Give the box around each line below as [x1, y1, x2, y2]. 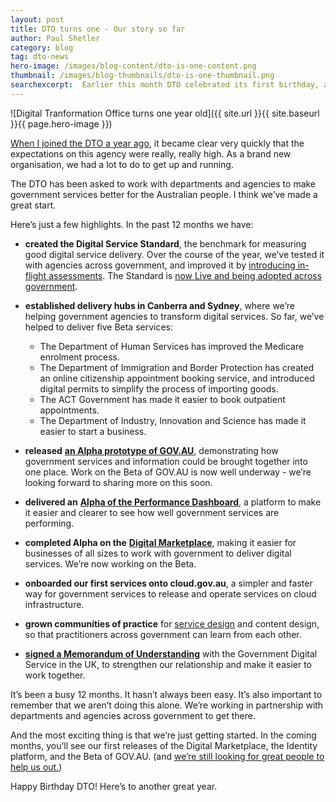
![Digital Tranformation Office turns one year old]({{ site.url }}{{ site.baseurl [10, 107, 320, 119]
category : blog [10, 42, 74, 53]
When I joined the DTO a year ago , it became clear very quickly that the [10, 137, 305, 149]
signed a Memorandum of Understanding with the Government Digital [24, 647, 318, 660]
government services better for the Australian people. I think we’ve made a [10, 188, 318, 200]
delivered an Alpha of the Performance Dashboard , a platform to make [24, 496, 322, 508]
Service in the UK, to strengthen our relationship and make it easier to [24, 658, 313, 670]
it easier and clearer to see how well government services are [24, 506, 280, 518]
